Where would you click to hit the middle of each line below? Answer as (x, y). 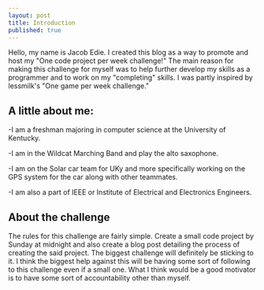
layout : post (30, 15)
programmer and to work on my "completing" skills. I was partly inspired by (131, 78)
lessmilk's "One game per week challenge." (79, 86)
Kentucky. (24, 138)
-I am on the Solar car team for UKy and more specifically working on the (127, 169)
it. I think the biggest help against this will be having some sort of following (129, 261)
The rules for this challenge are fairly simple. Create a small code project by (131, 236)
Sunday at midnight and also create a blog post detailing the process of (124, 244)
